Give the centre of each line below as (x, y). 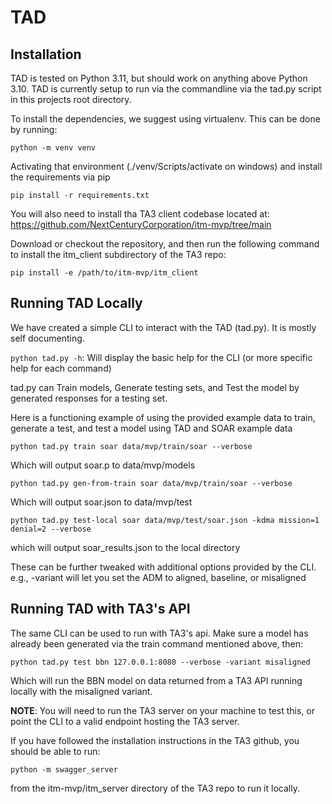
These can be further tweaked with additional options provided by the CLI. (163, 567)
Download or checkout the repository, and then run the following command (165, 244)
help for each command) (61, 368)
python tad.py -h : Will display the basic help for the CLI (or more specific (161, 357)
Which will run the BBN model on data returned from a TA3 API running (156, 680)
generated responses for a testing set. (89, 398)
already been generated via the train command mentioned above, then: (156, 643)
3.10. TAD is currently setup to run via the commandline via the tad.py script (166, 89)
